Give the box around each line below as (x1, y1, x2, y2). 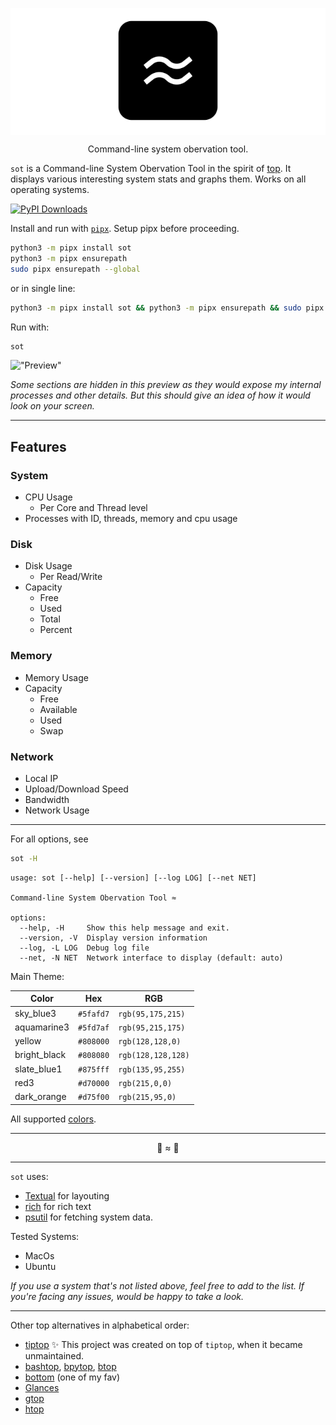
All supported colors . (10, 1113, 97, 1125)
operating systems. (10, 184, 90, 195)
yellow (14, 1035, 42, 1047)
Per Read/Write (39, 571, 103, 583)
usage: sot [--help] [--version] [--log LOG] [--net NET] (10, 873, 257, 883)
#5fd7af (78, 1023, 110, 1033)
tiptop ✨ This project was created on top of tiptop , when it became (24, 1338, 303, 1350)
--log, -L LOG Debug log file (19, 943, 150, 953)
